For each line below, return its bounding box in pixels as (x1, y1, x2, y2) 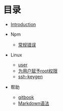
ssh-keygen (18, 73, 43, 79)
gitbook (18, 94, 34, 100)
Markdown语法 (18, 100, 49, 106)
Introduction (10, 21, 36, 27)
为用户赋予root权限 (18, 68, 58, 74)
